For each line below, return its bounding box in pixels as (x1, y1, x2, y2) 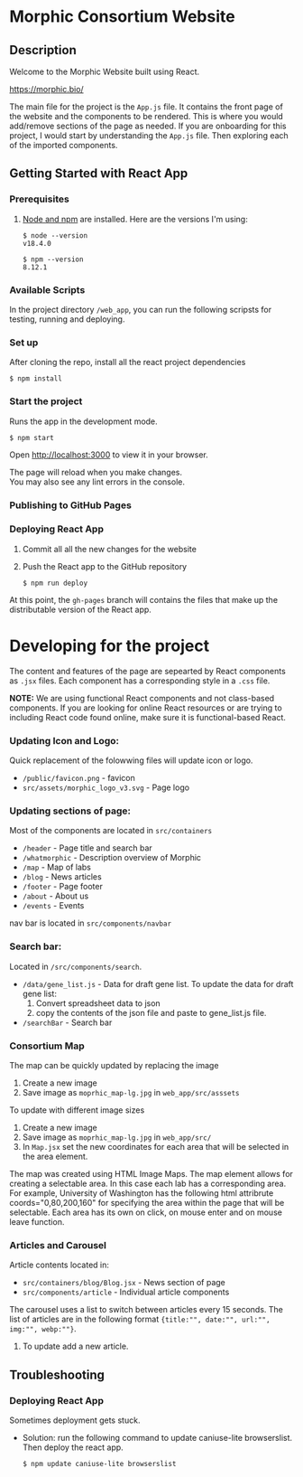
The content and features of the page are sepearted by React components (9, 665, 286, 676)
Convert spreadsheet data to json (35, 997, 161, 1009)
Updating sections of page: (9, 804, 132, 817)
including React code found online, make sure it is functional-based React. (9, 711, 286, 722)
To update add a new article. (22, 1341, 129, 1352)
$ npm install (9, 374, 63, 383)
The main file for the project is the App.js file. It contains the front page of (9, 101, 284, 112)
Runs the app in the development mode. (9, 416, 158, 427)
